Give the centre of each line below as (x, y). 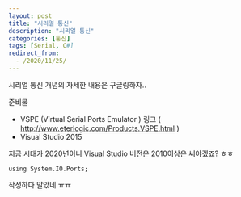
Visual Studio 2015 (51, 136)
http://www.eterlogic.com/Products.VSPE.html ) (99, 128)
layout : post (30, 16)
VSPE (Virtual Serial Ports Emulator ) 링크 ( (91, 119)
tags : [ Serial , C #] (41, 46)
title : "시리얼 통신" (40, 23)
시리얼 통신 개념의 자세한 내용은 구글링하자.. (78, 85)
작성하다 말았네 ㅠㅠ (40, 184)
